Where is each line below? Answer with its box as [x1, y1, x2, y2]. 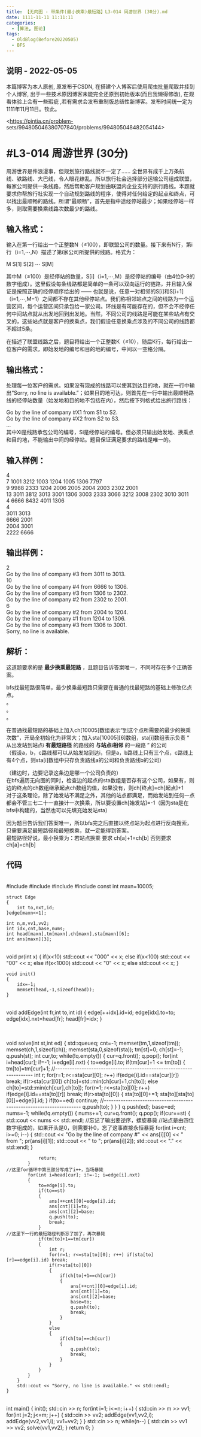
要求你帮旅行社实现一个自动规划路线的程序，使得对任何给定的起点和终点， [6, 190, 190, 197]
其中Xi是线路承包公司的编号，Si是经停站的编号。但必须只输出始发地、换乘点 [6, 429, 194, 436]
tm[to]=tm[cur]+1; [6, 1064, 50, 1072]
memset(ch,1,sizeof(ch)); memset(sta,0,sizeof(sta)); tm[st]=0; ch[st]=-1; [6, 1046, 184, 1053]
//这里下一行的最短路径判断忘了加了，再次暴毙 [6, 1230, 106, 1237]
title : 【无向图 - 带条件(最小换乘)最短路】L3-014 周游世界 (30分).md [6, 8, 168, 15]
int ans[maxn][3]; [6, 936, 52, 942]
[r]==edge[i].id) [6, 1257, 50, 1263]
